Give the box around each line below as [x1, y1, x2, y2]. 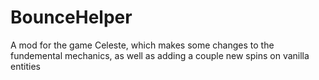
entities [10, 60, 41, 72]
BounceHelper [10, 6, 133, 29]
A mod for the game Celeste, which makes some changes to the [10, 39, 275, 51]
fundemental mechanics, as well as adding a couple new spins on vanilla [10, 49, 310, 61]
